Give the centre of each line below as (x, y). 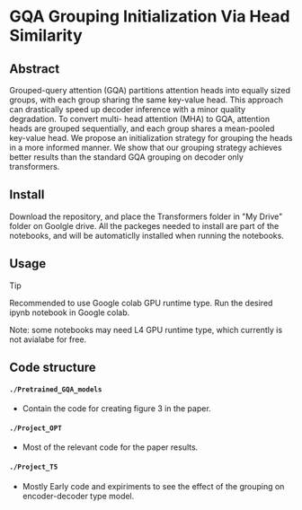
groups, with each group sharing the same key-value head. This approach (146, 100)
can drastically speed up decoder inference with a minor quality (127, 109)
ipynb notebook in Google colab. (70, 312)
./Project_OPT (36, 428)
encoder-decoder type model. (78, 496)
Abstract (35, 69)
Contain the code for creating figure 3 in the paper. (116, 409)
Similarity (46, 35)
